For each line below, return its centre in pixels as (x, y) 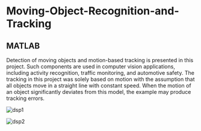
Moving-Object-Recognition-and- (93, 11)
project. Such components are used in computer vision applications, (91, 66)
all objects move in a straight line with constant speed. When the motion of (99, 86)
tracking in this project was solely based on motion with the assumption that (100, 79)
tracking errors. (26, 98)
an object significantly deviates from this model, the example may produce (99, 92)
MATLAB (23, 46)
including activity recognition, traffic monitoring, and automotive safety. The (100, 73)
